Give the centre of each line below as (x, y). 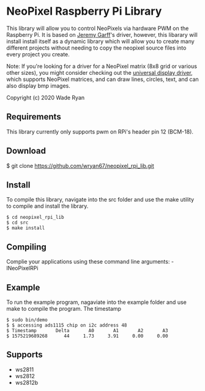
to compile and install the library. (47, 206)
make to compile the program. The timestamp (64, 309)
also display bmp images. (38, 85)
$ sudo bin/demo (27, 320)
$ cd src (17, 223)
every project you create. (38, 54)
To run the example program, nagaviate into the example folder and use (96, 302)
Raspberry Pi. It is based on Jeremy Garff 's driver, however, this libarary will (102, 34)
